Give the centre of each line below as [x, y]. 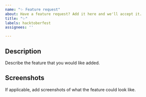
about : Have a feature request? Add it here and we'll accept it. [73, 14]
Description [23, 51]
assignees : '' [19, 28]
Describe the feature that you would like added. [53, 63]
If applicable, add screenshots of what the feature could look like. [70, 89]
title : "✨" [16, 18]
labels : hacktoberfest [28, 23]
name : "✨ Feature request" [33, 9]
